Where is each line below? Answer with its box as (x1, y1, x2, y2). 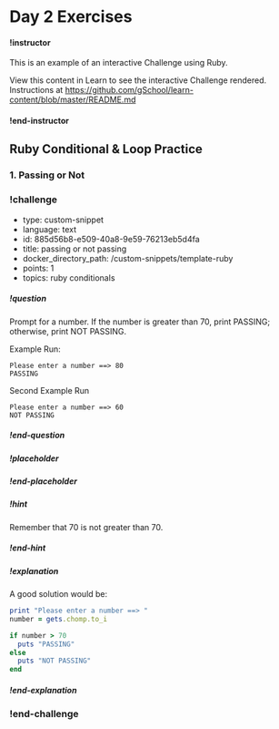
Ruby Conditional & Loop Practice (9, 141, 203, 157)
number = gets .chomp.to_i (9, 614, 107, 623)
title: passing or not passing (22, 243, 127, 254)
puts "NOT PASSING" (17, 656, 92, 666)
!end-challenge (9, 708, 79, 721)
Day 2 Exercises (9, 6, 133, 27)
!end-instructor (9, 115, 70, 126)
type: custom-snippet (22, 214, 105, 225)
